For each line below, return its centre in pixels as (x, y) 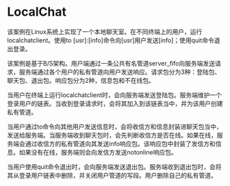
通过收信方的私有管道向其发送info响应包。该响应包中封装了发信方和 (120, 144)
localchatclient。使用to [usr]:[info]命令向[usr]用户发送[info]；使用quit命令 (111, 40)
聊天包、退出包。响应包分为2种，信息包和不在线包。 (81, 80)
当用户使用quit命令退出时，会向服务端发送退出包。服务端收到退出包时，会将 (114, 167)
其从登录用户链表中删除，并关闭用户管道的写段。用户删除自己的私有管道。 (112, 175)
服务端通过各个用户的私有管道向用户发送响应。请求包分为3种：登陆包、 (120, 72)
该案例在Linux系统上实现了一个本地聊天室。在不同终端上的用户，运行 (105, 31)
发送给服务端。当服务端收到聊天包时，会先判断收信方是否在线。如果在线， (112, 135)
